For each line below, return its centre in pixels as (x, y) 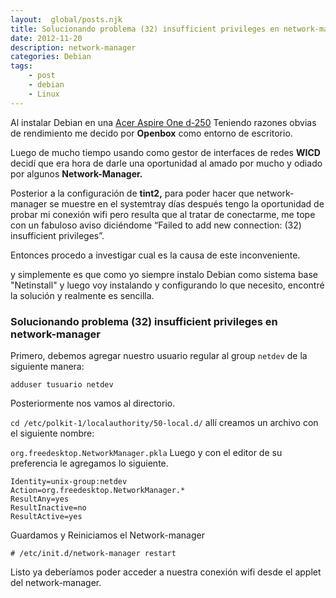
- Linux (44, 94)
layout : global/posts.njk (66, 19)
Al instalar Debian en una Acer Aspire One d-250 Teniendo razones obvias (163, 122)
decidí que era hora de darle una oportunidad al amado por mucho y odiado (166, 163)
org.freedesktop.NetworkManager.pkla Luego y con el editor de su (146, 452)
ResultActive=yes (46, 516)
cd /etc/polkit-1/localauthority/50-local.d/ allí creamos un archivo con (164, 422)
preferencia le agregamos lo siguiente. (89, 463)
